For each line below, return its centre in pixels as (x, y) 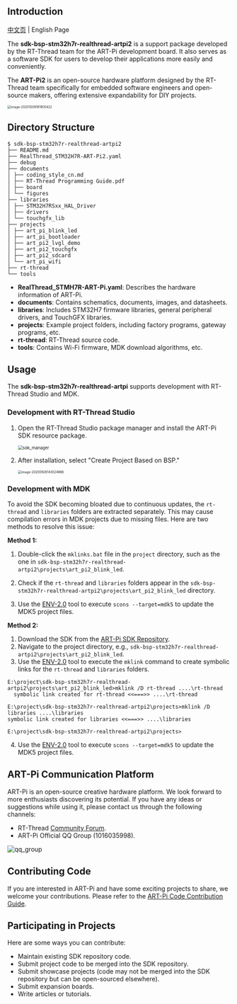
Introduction (35, 12)
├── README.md (28, 150)
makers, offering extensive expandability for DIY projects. (113, 95)
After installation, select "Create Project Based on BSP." (99, 460)
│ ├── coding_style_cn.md (45, 175)
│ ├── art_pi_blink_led (42, 230)
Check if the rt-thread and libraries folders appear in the (103, 583)
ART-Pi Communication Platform (81, 775)
